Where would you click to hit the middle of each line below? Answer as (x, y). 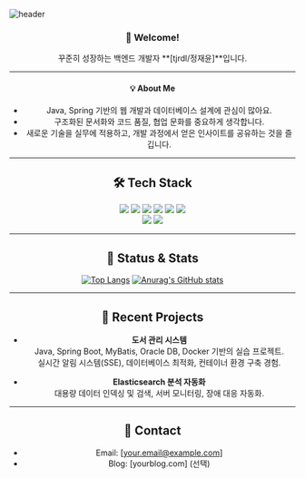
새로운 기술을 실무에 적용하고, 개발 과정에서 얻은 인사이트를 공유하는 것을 (154, 132)
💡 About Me (152, 88)
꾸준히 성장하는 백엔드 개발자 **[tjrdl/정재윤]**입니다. (152, 58)
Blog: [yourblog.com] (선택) (159, 463)
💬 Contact (152, 431)
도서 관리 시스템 (159, 339)
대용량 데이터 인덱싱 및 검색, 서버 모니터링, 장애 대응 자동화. (159, 393)
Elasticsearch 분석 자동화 (159, 382)
